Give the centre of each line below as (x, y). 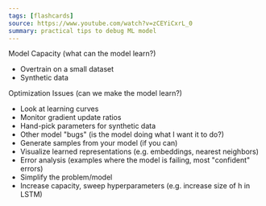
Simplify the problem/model (66, 177)
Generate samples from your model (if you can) (99, 143)
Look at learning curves (59, 109)
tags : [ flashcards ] (41, 16)
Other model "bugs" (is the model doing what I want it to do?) (122, 134)
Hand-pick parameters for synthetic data (88, 126)
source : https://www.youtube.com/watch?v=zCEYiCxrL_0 (101, 23)
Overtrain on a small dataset (67, 69)
